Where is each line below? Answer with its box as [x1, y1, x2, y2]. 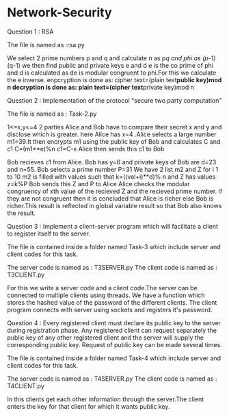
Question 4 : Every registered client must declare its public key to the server [7, 318, 221, 327]
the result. [7, 209, 36, 217]
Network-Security [7, 5, 112, 21]
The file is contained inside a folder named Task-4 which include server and [7, 354, 221, 362]
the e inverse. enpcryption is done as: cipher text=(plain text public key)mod [7, 75, 222, 84]
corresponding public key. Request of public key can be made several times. [7, 340, 222, 349]
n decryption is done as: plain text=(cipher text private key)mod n [7, 83, 195, 91]
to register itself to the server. [7, 229, 91, 238]
